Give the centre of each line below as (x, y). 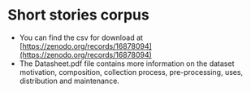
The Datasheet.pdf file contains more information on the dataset (127, 64)
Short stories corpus (78, 15)
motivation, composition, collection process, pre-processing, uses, (131, 72)
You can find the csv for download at (81, 37)
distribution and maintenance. (69, 81)
